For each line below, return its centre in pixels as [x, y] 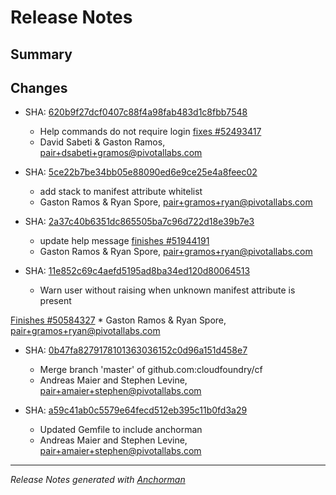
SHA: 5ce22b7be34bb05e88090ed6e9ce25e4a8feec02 [141, 172]
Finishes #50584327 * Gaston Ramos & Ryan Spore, [118, 320]
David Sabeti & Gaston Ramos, [102, 142]
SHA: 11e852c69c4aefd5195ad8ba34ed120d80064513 [137, 271]
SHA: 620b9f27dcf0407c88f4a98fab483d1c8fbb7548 [136, 112]
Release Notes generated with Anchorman [98, 480]
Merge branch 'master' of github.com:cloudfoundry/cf [151, 370]
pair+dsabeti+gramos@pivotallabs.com [121, 153]
